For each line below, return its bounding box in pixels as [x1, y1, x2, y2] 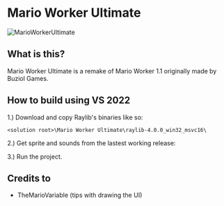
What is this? [7, 48, 65, 60]
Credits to [7, 172, 51, 184]
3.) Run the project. [7, 152, 63, 161]
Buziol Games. [7, 74, 49, 82]
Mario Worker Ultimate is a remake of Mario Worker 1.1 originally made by [7, 66, 217, 75]
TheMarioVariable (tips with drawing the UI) [17, 191, 143, 200]
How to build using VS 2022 [7, 94, 131, 106]
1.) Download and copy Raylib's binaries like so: [7, 113, 143, 122]
